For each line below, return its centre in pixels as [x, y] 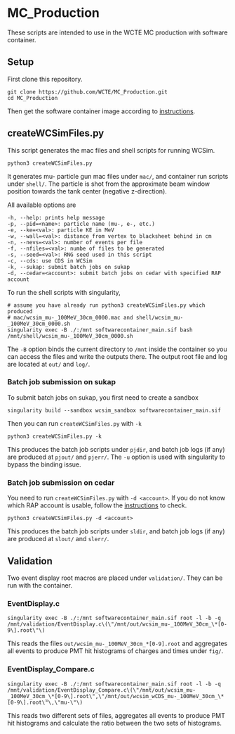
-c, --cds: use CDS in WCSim [50, 261]
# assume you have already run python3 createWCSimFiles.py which [106, 305]
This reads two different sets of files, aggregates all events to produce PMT [116, 715]
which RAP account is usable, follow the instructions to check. [97, 505]
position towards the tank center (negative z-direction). [87, 191]
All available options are [42, 205]
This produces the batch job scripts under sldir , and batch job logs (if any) [116, 531]
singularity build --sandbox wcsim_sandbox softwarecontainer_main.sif [114, 410]
